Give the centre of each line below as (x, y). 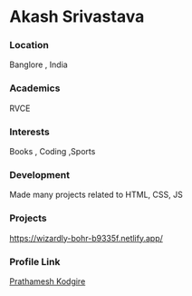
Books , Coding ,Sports (53, 152)
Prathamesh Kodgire (48, 281)
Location (29, 45)
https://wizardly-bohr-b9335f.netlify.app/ (86, 238)
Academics (35, 88)
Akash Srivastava (77, 17)
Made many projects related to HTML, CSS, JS (96, 195)
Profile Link (35, 261)
